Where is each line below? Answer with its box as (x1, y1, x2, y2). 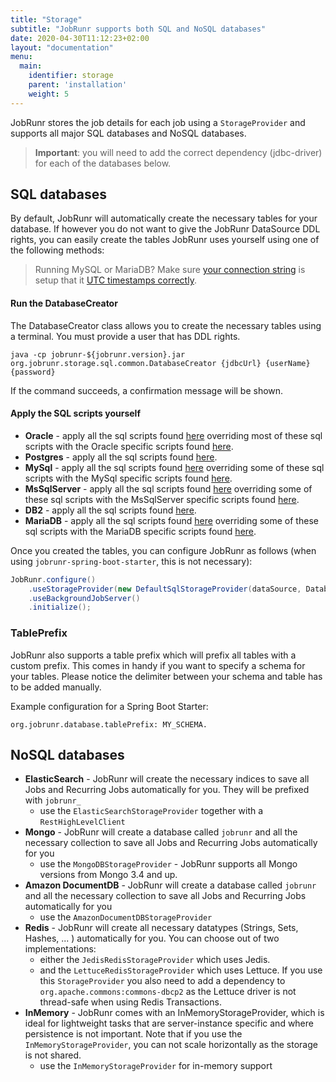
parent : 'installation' (28, 80, 128, 90)
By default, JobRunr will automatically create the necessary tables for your (10, 212, 318, 225)
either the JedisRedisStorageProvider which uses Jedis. (39, 954, 271, 966)
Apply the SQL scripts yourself (10, 407, 141, 420)
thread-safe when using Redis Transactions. (39, 996, 222, 1008)
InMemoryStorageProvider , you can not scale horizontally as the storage (24, 1039, 318, 1051)
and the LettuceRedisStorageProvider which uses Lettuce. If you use (39, 964, 323, 976)
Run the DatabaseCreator (10, 297, 118, 310)
